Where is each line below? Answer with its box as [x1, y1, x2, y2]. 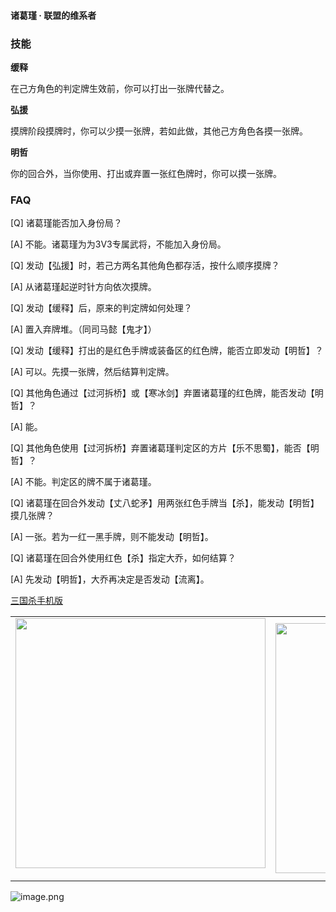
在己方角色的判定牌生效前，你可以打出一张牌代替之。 [10, 82, 230, 94]
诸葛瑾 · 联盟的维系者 [10, 9, 97, 21]
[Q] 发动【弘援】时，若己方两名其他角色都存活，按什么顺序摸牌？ [10, 260, 280, 272]
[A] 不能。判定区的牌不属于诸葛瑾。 [10, 476, 157, 488]
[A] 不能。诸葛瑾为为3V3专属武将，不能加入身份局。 [10, 238, 227, 250]
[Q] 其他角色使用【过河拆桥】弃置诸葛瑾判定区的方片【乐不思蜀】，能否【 [10, 442, 311, 454]
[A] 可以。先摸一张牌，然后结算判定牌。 [10, 366, 175, 378]
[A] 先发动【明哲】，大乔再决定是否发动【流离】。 [10, 573, 210, 585]
